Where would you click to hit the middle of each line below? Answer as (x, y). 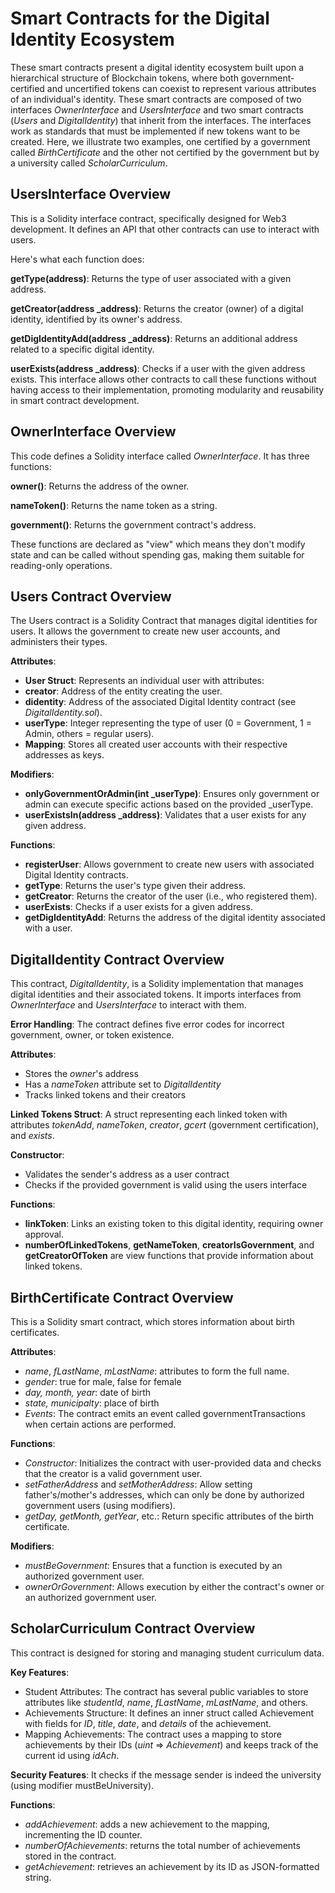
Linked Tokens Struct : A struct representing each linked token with (149, 1114)
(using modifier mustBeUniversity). (82, 1785)
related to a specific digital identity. (82, 349)
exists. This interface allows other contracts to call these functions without (163, 379)
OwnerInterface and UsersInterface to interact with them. (128, 1005)
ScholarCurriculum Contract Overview (133, 1628)
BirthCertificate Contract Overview (122, 1297)
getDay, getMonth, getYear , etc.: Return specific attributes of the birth (169, 1516)
